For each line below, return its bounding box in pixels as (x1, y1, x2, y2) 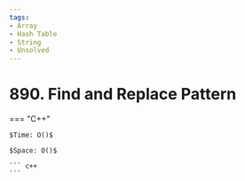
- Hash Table (9, 29, 58, 38)
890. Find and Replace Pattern (9, 84, 237, 105)
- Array (9, 21, 38, 30)
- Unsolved (9, 46, 50, 55)
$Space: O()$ (9, 146, 58, 155)
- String (9, 37, 42, 47)
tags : (9, 12, 29, 22)
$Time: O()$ (9, 130, 53, 140)
